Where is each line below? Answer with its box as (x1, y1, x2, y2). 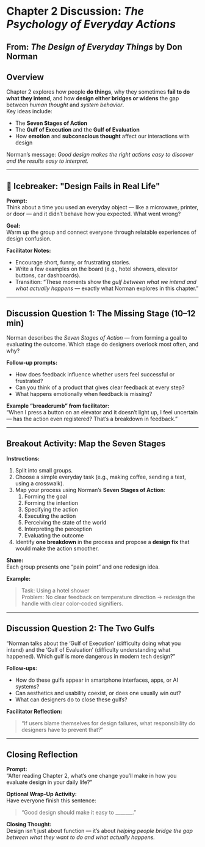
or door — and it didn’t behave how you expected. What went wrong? (6, 210, 181, 218)
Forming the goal (24, 493, 67, 500)
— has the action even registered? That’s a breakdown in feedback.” (6, 415, 178, 423)
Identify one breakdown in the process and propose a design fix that (15, 538, 190, 545)
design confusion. (6, 235, 52, 242)
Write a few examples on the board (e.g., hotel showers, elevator (15, 265, 178, 273)
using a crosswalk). (15, 479, 65, 487)
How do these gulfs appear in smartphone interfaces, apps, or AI (15, 676, 179, 684)
